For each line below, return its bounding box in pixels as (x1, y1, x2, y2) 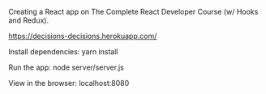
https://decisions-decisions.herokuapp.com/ (8, 32, 157, 41)
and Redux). (8, 15, 49, 25)
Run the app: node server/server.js (8, 62, 124, 72)
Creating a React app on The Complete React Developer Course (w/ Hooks (8, 7, 259, 16)
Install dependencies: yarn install (8, 47, 119, 56)
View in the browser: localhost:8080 (8, 79, 130, 88)
